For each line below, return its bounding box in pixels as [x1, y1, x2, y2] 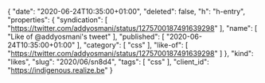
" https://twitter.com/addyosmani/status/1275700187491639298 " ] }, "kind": [7, 49, 254, 58]
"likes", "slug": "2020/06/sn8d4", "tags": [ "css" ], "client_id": [7, 57, 210, 66]
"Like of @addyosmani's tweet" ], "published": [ [7, 32, 165, 41]
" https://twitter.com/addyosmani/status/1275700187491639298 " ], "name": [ [7, 24, 258, 32]
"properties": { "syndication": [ [7, 15, 108, 25]
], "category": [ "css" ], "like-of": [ [76, 40, 189, 50]
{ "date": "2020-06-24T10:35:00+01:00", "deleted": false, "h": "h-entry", [7, 7, 246, 16]
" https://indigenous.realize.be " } [7, 66, 113, 74]
